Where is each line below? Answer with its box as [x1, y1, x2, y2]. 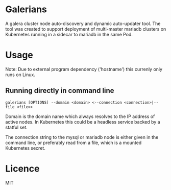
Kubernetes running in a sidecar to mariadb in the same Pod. [5, 31, 133, 37]
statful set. [5, 124, 28, 130]
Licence [5, 162, 40, 174]
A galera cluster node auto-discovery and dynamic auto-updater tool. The [5, 20, 161, 27]
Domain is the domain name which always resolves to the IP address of [5, 113, 155, 120]
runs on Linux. [5, 72, 36, 78]
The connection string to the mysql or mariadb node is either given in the [5, 134, 159, 140]
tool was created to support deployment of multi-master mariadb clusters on [5, 26, 166, 32]
